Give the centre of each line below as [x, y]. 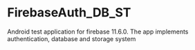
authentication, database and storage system [72, 38]
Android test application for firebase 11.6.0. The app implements [98, 32]
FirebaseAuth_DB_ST [69, 13]
